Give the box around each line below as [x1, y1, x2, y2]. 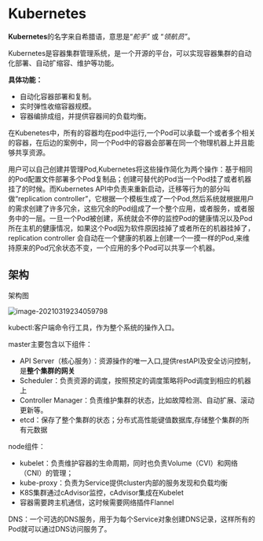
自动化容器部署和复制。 [19, 91, 96, 101]
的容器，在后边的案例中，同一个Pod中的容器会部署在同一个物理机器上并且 [8, 138, 248, 147]
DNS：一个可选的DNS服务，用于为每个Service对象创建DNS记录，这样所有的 [8, 514, 255, 524]
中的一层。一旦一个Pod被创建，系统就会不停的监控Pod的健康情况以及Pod [14, 213, 253, 223]
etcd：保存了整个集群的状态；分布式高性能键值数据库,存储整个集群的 [19, 414, 243, 425]
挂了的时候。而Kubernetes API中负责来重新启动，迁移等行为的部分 [8, 184, 224, 193]
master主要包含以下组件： [8, 339, 93, 348]
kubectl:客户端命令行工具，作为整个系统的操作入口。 [8, 322, 179, 332]
